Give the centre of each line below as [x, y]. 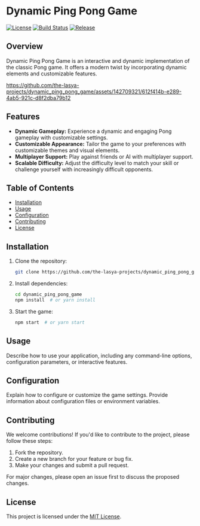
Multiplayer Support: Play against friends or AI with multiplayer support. [104, 156]
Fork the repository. [39, 452]
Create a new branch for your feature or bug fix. [74, 459]
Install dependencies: [41, 284]
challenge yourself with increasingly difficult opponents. [84, 169]
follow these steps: [29, 441]
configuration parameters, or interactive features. [67, 362]
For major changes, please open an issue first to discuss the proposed [93, 477]
